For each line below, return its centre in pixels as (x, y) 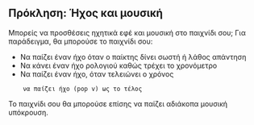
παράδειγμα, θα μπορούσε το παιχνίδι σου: (81, 41)
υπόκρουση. (28, 112)
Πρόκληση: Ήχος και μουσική (86, 13)
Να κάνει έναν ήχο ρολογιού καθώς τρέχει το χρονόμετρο (119, 65)
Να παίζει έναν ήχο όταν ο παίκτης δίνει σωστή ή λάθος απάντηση (133, 56)
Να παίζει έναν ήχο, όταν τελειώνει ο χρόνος (97, 74)
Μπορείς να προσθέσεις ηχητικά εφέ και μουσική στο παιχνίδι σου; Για (127, 32)
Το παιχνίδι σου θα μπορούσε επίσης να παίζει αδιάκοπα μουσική (118, 103)
